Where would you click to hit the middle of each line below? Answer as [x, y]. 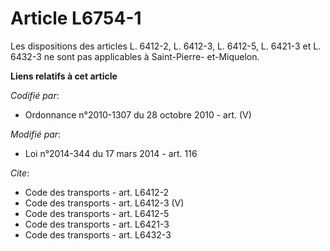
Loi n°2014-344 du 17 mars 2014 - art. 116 [111, 153]
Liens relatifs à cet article [64, 76]
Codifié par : [35, 95]
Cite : [20, 173]
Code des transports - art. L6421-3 [97, 224]
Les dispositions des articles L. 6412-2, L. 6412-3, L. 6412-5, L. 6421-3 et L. [166, 46]
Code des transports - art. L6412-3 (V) [104, 203]
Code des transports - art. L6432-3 [98, 234]
